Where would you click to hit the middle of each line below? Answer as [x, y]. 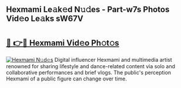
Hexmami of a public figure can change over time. [67, 79]
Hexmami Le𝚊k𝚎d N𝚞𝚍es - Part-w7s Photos [88, 10]
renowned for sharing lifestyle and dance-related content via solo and [90, 66]
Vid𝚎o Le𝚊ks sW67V [45, 19]
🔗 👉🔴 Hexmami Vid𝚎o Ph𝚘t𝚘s [63, 43]
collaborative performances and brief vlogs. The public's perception [89, 73]
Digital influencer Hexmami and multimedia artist [113, 60]
